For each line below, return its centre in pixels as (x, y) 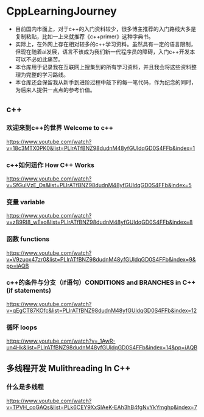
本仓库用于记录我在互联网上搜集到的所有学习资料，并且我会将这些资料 (103, 67)
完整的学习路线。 (47, 74)
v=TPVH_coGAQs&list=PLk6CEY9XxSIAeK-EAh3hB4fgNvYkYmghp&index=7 (102, 407)
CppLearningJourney (62, 11)
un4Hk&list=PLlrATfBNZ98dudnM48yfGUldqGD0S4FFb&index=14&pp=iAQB (102, 347)
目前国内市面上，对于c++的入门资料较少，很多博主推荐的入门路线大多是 (106, 29)
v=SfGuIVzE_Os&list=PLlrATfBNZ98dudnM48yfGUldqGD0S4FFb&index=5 (99, 185)
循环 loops (22, 327)
